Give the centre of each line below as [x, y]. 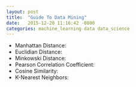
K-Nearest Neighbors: [42, 77]
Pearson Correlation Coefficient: [55, 65]
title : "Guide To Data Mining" [46, 17]
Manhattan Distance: [40, 46]
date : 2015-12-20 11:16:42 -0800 [51, 23]
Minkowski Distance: [40, 58]
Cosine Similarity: [37, 71]
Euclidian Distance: [39, 52]
